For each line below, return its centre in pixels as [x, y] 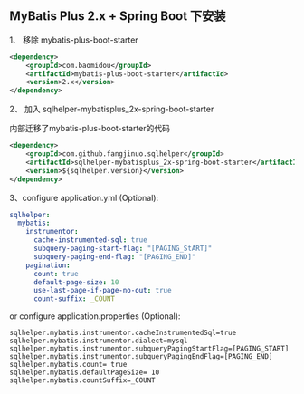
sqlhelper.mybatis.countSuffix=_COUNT [82, 380]
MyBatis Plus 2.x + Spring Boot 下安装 [118, 16]
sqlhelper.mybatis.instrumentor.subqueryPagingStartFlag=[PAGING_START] [149, 349]
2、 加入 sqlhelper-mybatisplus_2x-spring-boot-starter [112, 109]
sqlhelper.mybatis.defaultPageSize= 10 [85, 373]
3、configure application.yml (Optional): [84, 197]
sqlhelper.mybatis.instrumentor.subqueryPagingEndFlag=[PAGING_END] [141, 357]
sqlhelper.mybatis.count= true [68, 365]
